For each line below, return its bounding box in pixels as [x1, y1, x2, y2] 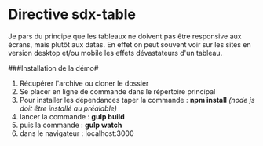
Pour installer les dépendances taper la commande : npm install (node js [19, 95, 255, 104]
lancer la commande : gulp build [19, 111, 126, 121]
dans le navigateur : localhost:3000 [19, 128, 135, 138]
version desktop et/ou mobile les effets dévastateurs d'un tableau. [8, 48, 223, 57]
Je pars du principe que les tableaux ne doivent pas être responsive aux [8, 31, 242, 41]
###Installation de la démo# [8, 63, 99, 72]
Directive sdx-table [8, 5, 136, 24]
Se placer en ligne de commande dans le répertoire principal [19, 86, 216, 96]
